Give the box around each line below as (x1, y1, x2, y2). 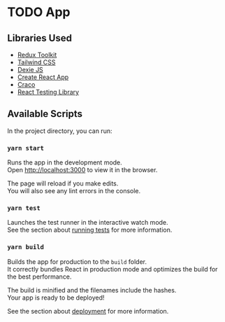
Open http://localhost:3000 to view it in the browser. (7, 166, 158, 174)
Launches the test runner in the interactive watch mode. (7, 218, 169, 227)
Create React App (17, 73, 69, 81)
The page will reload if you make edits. (7, 179, 119, 188)
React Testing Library (17, 88, 79, 96)
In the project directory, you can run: (7, 127, 112, 135)
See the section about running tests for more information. (7, 225, 173, 234)
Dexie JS (17, 66, 43, 73)
